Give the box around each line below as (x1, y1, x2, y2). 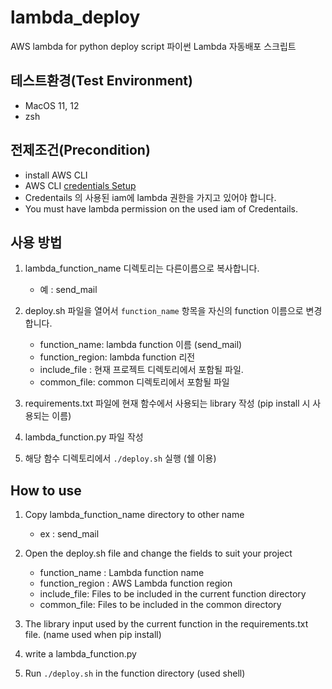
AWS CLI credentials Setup (24, 179, 137, 191)
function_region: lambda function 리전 (39, 351, 196, 363)
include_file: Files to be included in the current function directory (39, 588, 307, 600)
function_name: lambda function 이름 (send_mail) (39, 339, 243, 351)
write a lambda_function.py (24, 648, 137, 660)
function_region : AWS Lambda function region (39, 577, 233, 590)
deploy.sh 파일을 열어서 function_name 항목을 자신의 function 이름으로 (24, 305, 304, 317)
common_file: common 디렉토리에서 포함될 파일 (39, 376, 230, 388)
